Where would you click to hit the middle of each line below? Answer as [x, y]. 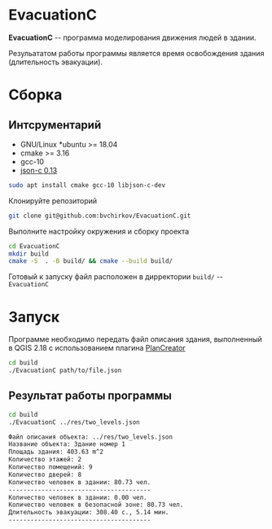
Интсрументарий [55, 125]
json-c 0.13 [39, 170]
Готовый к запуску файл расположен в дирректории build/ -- [116, 277]
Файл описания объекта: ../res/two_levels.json [91, 437]
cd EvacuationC [34, 246]
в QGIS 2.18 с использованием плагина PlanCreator [97, 348]
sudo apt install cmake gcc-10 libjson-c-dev [87, 185]
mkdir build [29, 254]
